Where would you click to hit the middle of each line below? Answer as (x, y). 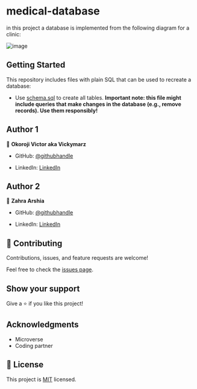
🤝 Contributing (34, 243)
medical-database (53, 11)
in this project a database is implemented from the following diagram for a (98, 28)
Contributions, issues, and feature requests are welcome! (77, 258)
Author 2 (23, 186)
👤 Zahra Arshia (25, 201)
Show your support (43, 288)
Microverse (29, 339)
